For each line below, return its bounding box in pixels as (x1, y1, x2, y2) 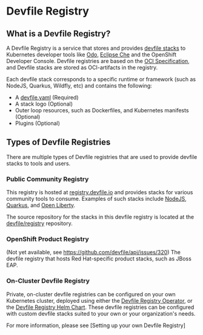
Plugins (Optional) (15, 120, 61, 127)
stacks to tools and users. (6, 160, 71, 167)
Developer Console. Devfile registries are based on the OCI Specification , (6, 58, 190, 64)
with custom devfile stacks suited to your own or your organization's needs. (6, 310, 196, 317)
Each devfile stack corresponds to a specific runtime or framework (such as (6, 76, 196, 83)
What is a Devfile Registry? (6, 29, 111, 39)
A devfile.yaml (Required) (15, 94, 79, 101)
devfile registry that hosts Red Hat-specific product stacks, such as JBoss (6, 255, 192, 262)
